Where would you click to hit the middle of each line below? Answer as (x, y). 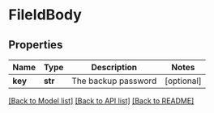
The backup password (114, 81)
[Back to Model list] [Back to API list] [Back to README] (101, 101)
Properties (36, 45)
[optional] (184, 81)
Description (114, 67)
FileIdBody (45, 15)
